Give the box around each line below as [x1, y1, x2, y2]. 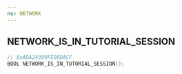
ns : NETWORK [7, 10, 41, 17]
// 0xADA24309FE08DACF [7, 54, 72, 61]
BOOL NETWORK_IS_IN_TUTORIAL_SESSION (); [7, 60, 125, 68]
